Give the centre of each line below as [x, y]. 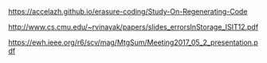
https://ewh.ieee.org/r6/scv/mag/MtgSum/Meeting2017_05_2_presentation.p [133, 42]
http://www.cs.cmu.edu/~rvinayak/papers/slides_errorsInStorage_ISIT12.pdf [133, 27]
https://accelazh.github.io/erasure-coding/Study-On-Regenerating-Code [128, 12]
